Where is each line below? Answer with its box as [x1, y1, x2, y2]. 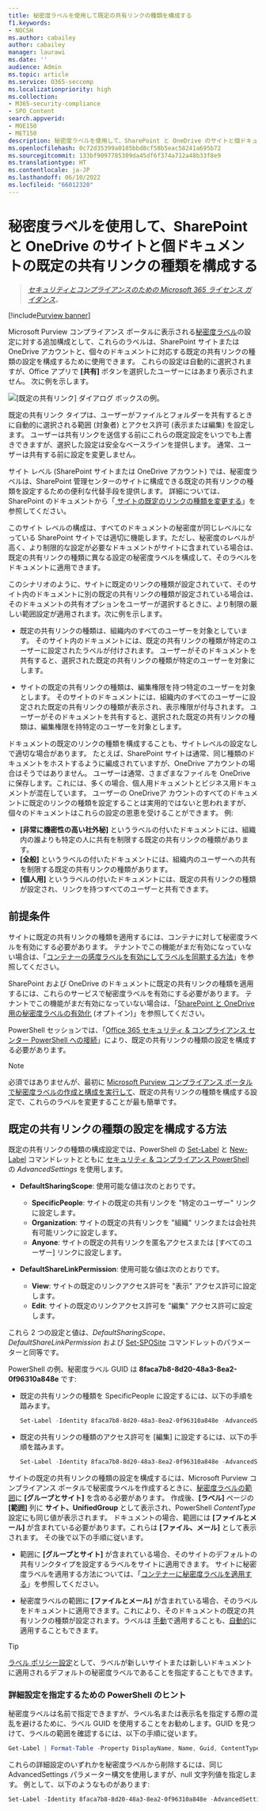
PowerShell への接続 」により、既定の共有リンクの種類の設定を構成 [30, 1035, 249, 1044]
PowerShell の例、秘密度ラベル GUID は [8, 1364, 138, 1374]
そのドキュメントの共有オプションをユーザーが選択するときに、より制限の [8, 599, 251, 608]
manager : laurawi [8, 48, 66, 56]
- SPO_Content [8, 108, 55, 116]
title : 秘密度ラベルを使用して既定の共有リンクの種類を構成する [8, 11, 192, 20]
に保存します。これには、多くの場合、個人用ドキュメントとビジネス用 [8, 778, 237, 788]
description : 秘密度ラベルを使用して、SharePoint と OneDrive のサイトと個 [8, 136, 241, 145]
